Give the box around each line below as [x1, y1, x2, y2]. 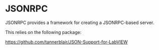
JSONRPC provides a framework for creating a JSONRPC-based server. [5, 19, 154, 25]
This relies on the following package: [5, 29, 82, 35]
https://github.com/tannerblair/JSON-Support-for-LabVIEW [5, 38, 128, 45]
